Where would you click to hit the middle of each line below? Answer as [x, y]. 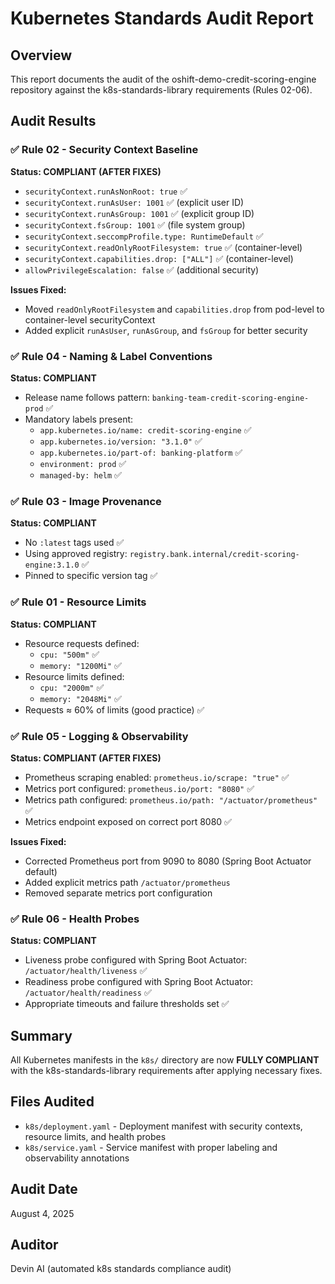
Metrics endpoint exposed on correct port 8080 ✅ [128, 821]
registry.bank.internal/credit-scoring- [214, 555]
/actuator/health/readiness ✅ [88, 993]
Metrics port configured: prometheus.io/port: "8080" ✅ [139, 788]
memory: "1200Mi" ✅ [80, 665]
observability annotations [77, 1158]
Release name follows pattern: [87, 397]
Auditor [34, 1245]
